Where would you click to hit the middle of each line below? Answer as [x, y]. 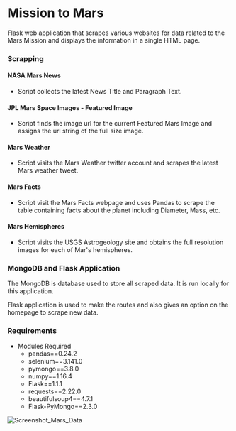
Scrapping [26, 58]
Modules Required [44, 347]
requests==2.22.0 [55, 391]
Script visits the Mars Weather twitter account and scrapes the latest [118, 163]
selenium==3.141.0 [55, 361]
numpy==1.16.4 [50, 376]
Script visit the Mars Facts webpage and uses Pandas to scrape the [116, 202]
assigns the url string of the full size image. [80, 131]
